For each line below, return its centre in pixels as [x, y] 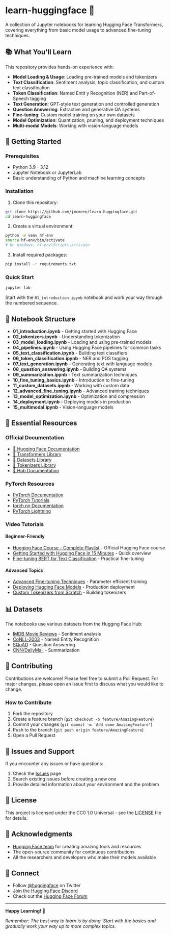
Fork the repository [33, 714]
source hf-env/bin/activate [35, 240]
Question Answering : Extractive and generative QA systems [76, 109]
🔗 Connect [22, 874]
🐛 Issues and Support [40, 751]
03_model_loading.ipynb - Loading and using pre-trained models [82, 342]
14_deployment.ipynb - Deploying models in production [72, 401]
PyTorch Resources [30, 484]
